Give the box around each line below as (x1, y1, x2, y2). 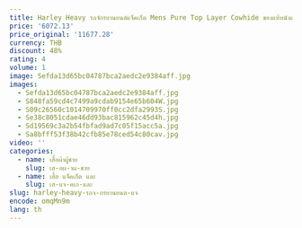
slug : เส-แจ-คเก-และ (25, 180, 93, 189)
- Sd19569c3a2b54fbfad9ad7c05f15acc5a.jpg (17, 122, 179, 131)
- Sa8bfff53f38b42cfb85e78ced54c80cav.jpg (17, 130, 179, 139)
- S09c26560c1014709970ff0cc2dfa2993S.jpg (17, 105, 179, 114)
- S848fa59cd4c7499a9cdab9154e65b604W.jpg (17, 96, 179, 106)
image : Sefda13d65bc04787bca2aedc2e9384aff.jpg (9, 72, 191, 81)
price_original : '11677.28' (9, 30, 115, 39)
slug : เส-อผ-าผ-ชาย (25, 163, 90, 172)
